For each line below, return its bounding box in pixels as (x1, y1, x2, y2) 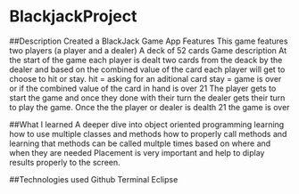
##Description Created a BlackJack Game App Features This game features (9, 36, 288, 46)
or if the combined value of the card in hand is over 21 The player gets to (9, 83, 277, 93)
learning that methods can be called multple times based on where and (9, 138, 271, 149)
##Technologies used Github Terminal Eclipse (9, 174, 179, 184)
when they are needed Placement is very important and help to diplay (9, 147, 265, 158)
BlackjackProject (9, 6, 137, 27)
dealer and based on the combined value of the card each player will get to (9, 64, 286, 75)
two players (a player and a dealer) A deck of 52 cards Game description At (9, 44, 287, 55)
